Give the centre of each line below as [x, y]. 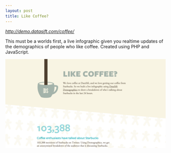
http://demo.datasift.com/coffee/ [40, 31]
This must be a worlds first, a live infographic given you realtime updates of [84, 41]
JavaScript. [17, 52]
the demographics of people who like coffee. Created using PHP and [77, 46]
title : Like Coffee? [27, 16]
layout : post [19, 11]
